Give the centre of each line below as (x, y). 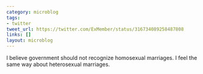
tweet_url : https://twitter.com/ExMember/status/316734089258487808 (95, 29)
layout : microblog (30, 40)
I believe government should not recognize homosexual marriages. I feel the (102, 58)
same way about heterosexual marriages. (58, 64)
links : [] (19, 35)
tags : (13, 18)
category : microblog (33, 12)
